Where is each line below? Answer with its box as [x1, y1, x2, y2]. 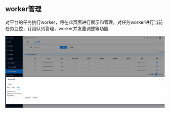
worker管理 [5, 5, 42, 14]
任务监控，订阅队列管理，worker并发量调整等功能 [5, 25, 109, 31]
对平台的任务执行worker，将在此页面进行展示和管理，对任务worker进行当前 [5, 19, 163, 25]
